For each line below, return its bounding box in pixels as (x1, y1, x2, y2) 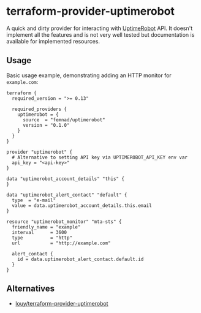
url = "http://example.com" (12, 240, 112, 246)
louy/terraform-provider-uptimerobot (15, 300, 108, 307)
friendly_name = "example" (12, 224, 81, 230)
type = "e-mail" (12, 197, 56, 203)
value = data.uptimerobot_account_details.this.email (12, 202, 152, 209)
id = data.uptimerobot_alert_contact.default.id (17, 256, 144, 262)
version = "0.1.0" (22, 122, 70, 128)
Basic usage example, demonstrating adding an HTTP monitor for (6, 72, 172, 79)
